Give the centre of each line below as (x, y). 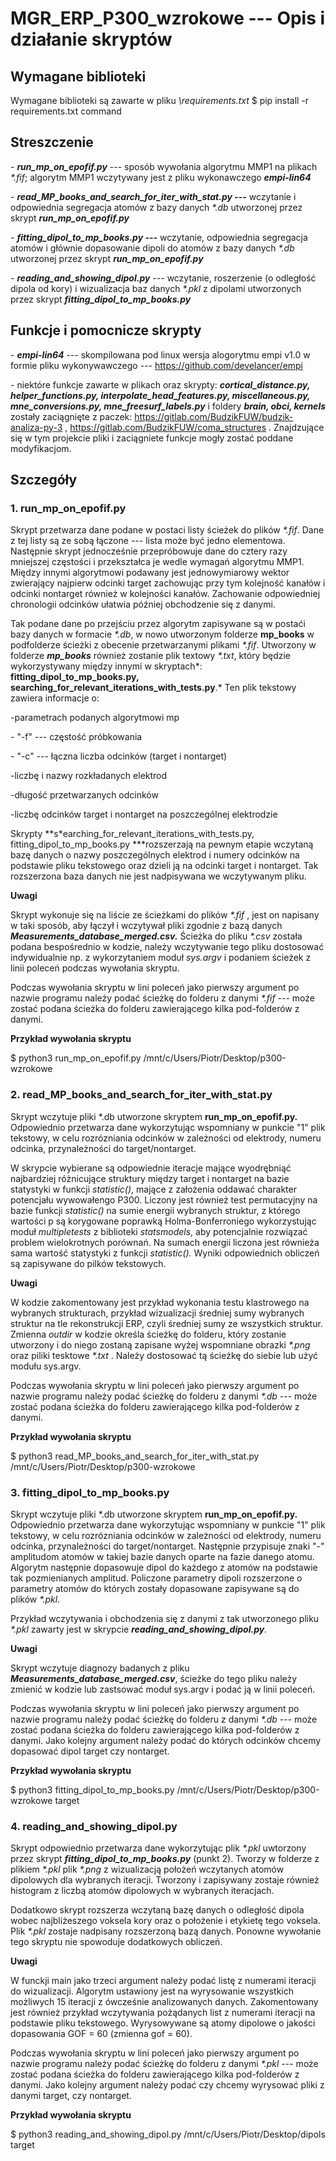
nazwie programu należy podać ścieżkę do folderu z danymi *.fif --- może (162, 998)
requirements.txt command (66, 111)
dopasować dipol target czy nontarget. (90, 1751)
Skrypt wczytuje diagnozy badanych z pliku (100, 1668)
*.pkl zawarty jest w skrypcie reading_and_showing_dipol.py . (139, 1629)
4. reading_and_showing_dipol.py (94, 1826)
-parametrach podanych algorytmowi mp (95, 718)
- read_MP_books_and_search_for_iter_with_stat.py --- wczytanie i (153, 196)
